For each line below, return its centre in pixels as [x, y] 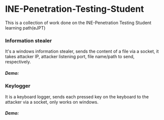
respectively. [18, 62]
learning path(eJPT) [25, 28]
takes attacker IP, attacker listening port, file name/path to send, [70, 57]
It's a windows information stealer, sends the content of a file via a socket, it [82, 51]
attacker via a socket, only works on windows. [52, 102]
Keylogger [18, 86]
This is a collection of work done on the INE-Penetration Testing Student [78, 23]
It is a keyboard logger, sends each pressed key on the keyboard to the [77, 96]
